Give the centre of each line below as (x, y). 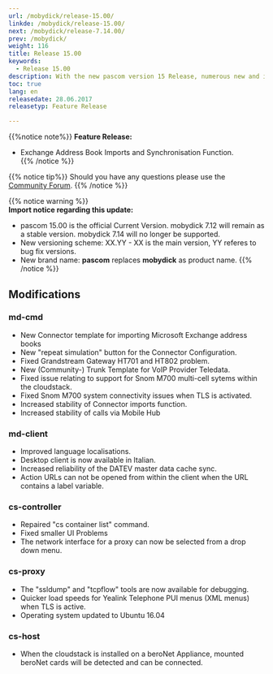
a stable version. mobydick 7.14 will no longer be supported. (120, 234)
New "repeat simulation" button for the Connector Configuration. (128, 352)
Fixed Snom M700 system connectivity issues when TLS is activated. (136, 395)
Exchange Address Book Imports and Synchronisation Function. (127, 153)
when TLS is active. (53, 607)
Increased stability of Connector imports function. (104, 404)
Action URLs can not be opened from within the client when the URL (134, 477)
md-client (28, 434)
